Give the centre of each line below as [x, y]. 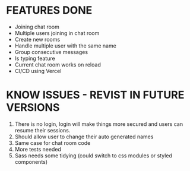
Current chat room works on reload [58, 64]
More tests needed [38, 149]
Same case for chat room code [53, 142]
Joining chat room [37, 27]
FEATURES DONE [49, 10]
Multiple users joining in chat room [57, 33]
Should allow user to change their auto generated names [84, 137]
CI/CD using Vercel [38, 71]
